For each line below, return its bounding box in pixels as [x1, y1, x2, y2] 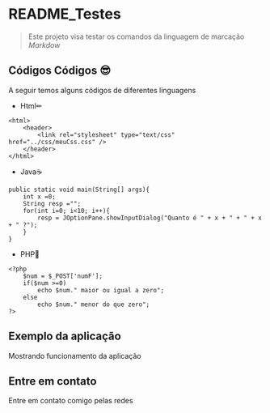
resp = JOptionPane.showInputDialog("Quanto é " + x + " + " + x [37, 214, 263, 222]
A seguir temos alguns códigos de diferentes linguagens [8, 85, 196, 95]
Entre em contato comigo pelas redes [8, 396, 133, 406]
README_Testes [8, 5, 121, 23]
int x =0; [23, 192, 57, 201]
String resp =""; [23, 199, 82, 207]
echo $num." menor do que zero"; [37, 300, 150, 309]
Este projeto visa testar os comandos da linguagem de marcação [27, 32, 245, 41]
